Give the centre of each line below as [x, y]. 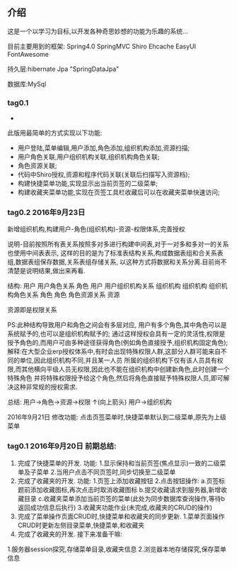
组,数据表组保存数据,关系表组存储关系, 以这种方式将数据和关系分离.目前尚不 [117, 262]
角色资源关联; [37, 166]
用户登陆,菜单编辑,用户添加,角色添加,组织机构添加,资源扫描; [104, 148]
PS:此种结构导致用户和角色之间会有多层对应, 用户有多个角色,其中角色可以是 [117, 325]
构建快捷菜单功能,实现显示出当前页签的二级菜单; [88, 184]
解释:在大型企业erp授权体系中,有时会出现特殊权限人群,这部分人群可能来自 [114, 352]
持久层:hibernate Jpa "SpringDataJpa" [63, 69]
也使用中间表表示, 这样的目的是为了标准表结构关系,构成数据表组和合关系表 [116, 253]
